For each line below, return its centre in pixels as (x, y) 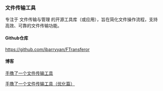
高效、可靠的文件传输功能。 (34, 26)
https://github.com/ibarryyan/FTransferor (47, 49)
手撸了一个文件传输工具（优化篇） (40, 84)
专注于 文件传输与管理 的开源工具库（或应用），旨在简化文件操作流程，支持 (81, 20)
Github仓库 (17, 38)
